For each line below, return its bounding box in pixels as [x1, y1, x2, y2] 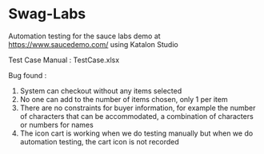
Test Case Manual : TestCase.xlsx [8, 55, 120, 65]
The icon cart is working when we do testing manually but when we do [19, 128, 254, 138]
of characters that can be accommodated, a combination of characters [19, 111, 254, 120]
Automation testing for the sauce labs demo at [8, 31, 162, 41]
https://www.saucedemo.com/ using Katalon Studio [8, 39, 178, 49]
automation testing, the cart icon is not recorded [19, 136, 180, 146]
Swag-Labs [8, 5, 86, 23]
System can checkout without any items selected [19, 85, 182, 96]
